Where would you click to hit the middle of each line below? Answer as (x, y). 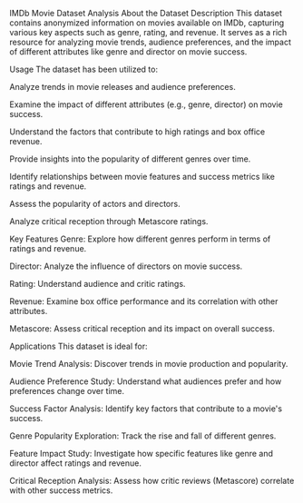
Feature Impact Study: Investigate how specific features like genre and (142, 454)
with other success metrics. (61, 490)
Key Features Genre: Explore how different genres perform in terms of (140, 239)
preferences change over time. (67, 391)
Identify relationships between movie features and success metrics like (142, 177)
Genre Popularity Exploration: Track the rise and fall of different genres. (143, 436)
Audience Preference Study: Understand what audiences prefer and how (146, 381)
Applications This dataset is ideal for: (78, 346)
